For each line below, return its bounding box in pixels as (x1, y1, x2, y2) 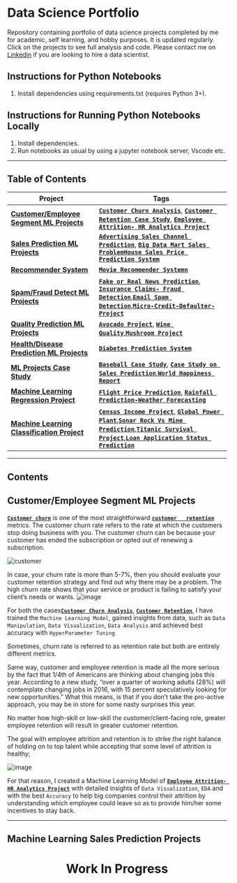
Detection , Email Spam (98, 292, 169, 302)
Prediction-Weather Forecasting (98, 396, 206, 404)
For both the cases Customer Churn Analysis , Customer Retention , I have (7, 606, 213, 615)
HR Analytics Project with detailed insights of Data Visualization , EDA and (7, 784, 224, 792)
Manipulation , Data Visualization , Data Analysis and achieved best (7, 621, 204, 629)
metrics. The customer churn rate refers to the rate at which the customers (7, 521, 223, 529)
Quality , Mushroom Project (98, 328, 183, 338)
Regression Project (10, 395, 75, 405)
